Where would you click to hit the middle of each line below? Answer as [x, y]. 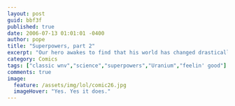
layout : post [26, 14]
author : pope [26, 40]
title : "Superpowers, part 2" [51, 46]
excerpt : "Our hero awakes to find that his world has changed [101, 53]
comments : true [29, 72]
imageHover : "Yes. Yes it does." [62, 91]
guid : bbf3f [24, 20]
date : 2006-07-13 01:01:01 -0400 [56, 33]
